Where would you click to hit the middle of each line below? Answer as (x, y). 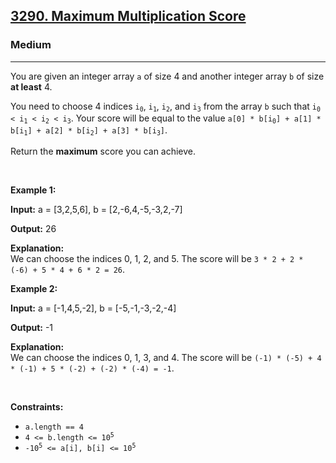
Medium (31, 45)
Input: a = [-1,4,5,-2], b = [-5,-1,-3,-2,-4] (93, 308)
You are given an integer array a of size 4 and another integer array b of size (167, 76)
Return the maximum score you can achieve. (103, 151)
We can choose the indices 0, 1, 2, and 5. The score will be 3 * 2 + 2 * (157, 258)
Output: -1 (32, 327)
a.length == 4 (54, 427)
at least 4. (31, 86)
